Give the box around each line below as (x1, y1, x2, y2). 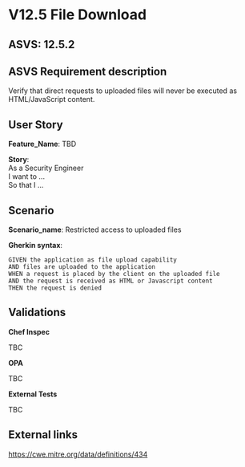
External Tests (8, 389, 58, 399)
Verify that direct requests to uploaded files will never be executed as (8, 86, 238, 95)
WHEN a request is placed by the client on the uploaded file (8, 270, 220, 278)
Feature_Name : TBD (8, 139, 77, 149)
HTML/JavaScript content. (8, 95, 95, 104)
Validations (8, 306, 66, 319)
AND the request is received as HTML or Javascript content (8, 277, 214, 286)
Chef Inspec (8, 327, 50, 336)
